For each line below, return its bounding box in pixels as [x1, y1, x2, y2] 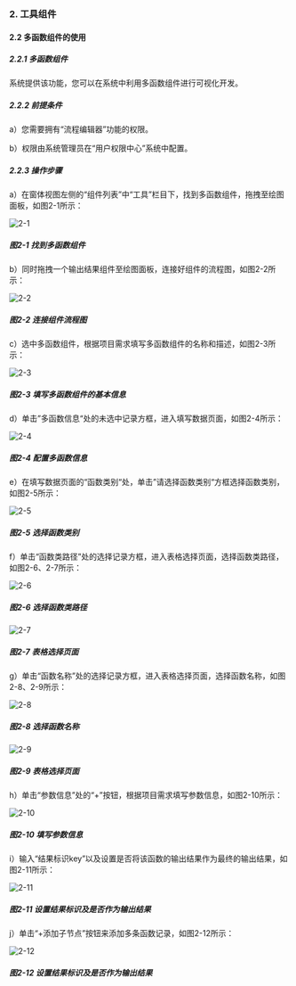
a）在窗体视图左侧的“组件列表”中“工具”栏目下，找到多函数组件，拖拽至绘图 [9, 189, 284, 200]
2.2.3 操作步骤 [9, 165, 63, 176]
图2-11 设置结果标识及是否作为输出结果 [9, 903, 151, 915]
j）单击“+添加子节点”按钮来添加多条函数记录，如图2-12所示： [9, 928, 235, 939]
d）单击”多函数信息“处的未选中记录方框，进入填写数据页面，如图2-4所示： [9, 413, 284, 424]
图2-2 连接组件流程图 [9, 314, 87, 325]
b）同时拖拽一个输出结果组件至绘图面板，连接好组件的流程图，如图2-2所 [9, 264, 276, 275]
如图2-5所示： [9, 488, 62, 498]
